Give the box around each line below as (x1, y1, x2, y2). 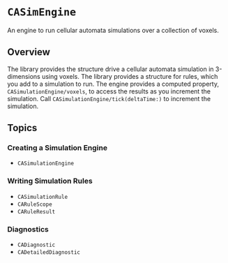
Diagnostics (7, 224, 49, 234)
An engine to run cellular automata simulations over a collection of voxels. (7, 26, 220, 34)
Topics (7, 122, 38, 134)
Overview (7, 46, 51, 58)
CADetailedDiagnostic (17, 249, 80, 256)
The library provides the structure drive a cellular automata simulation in (7, 65, 214, 73)
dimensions (7, 72, 40, 80)
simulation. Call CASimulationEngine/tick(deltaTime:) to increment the (7, 94, 211, 103)
